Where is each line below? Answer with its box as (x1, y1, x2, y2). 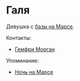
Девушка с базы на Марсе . (6, 23, 75, 30)
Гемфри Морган (14, 45, 55, 53)
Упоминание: (6, 57, 39, 64)
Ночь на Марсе (14, 68, 54, 75)
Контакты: (6, 34, 32, 41)
